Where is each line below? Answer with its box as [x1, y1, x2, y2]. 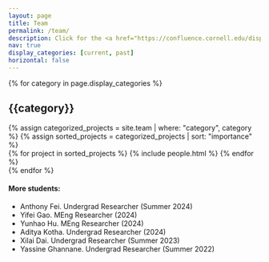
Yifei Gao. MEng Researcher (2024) [19, 210, 138, 220]
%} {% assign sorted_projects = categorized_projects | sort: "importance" [8, 131, 253, 141]
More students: [8, 183, 61, 193]
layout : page [8, 11, 52, 20]
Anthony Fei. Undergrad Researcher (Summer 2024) [19, 201, 194, 211]
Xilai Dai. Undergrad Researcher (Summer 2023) [19, 236, 180, 245]
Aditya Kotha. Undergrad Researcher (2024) [19, 227, 167, 236]
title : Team [8, 19, 48, 27]
